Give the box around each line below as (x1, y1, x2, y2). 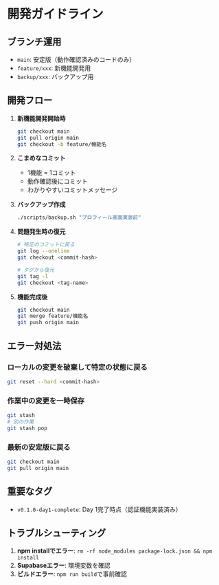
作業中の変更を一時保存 (7, 396, 84, 405)
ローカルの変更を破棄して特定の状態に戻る (7, 362, 148, 372)
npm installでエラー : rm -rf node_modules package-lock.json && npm (16, 546, 213, 555)
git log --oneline (16, 248, 70, 255)
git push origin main (16, 319, 79, 326)
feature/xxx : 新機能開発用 (16, 64, 91, 72)
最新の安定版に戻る (7, 442, 71, 451)
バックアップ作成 (16, 200, 66, 209)
